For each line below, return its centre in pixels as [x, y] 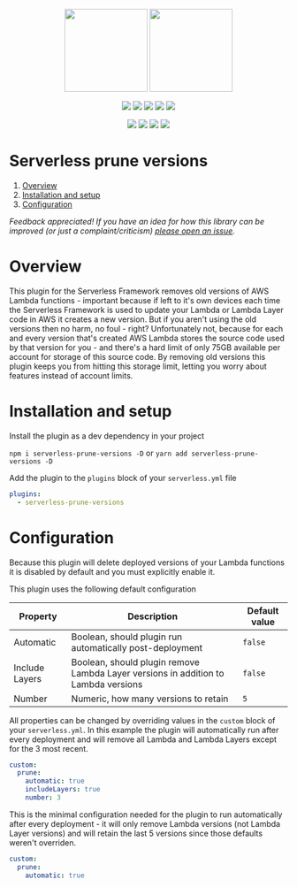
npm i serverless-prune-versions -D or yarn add [99, 453]
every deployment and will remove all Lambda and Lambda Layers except [143, 739]
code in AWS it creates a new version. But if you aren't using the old [133, 319]
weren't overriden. [43, 842]
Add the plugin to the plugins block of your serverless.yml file [123, 478]
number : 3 [43, 798]
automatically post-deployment [137, 647]
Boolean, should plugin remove [136, 661]
